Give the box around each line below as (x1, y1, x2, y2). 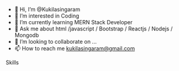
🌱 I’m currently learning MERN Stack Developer (14, 19, 133, 25)
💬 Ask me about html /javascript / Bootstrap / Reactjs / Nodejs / (14, 25, 173, 32)
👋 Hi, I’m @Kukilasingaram (14, 6, 80, 13)
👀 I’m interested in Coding (14, 12, 79, 19)
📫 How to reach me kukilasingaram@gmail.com (14, 45, 135, 52)
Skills (5, 59, 19, 66)
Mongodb (14, 32, 39, 39)
